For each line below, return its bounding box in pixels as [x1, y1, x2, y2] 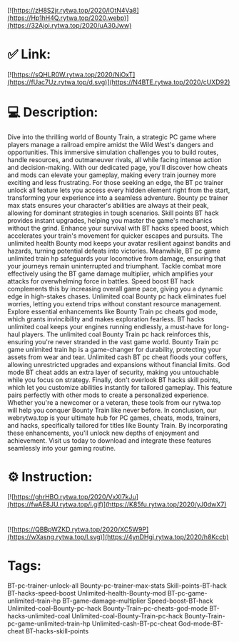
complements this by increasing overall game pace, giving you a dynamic [7, 284, 223, 293]
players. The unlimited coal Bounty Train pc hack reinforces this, [21, 330, 211, 338]
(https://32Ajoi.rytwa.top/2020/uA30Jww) [7, 21, 132, 29]
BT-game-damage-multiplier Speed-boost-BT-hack [62, 596, 213, 605]
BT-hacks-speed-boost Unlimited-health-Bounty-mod [7, 588, 166, 597]
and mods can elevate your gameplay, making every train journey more [7, 171, 216, 179]
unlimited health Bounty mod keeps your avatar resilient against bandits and [7, 239, 230, 247]
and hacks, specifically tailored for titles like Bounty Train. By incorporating [7, 421, 228, 429]
